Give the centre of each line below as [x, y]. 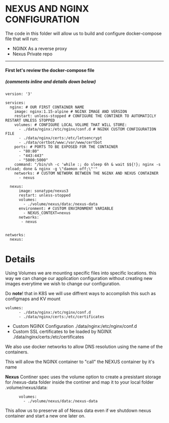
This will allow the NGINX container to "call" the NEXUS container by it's [80, 362]
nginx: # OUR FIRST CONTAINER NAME [47, 107]
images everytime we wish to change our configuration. [63, 284]
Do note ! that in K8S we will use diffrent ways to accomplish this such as [80, 294]
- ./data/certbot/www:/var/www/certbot [60, 142]
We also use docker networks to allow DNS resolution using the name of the [84, 347]
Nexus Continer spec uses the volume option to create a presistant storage [83, 377]
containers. [17, 352]
